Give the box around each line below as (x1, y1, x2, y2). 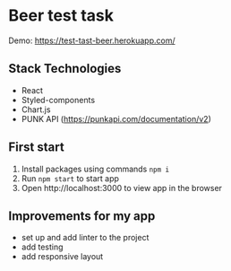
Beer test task (8, 5, 114, 26)
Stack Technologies (8, 61, 122, 76)
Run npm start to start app (21, 172, 120, 184)
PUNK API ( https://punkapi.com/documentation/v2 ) (21, 113, 211, 124)
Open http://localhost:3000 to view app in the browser (21, 182, 223, 193)
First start (8, 140, 64, 155)
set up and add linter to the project (21, 232, 150, 243)
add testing (21, 241, 64, 252)
